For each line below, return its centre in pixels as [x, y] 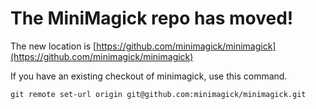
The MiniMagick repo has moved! [152, 18]
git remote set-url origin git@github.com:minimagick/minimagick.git [158, 94]
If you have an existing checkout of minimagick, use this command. [149, 76]
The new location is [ [53, 46]
